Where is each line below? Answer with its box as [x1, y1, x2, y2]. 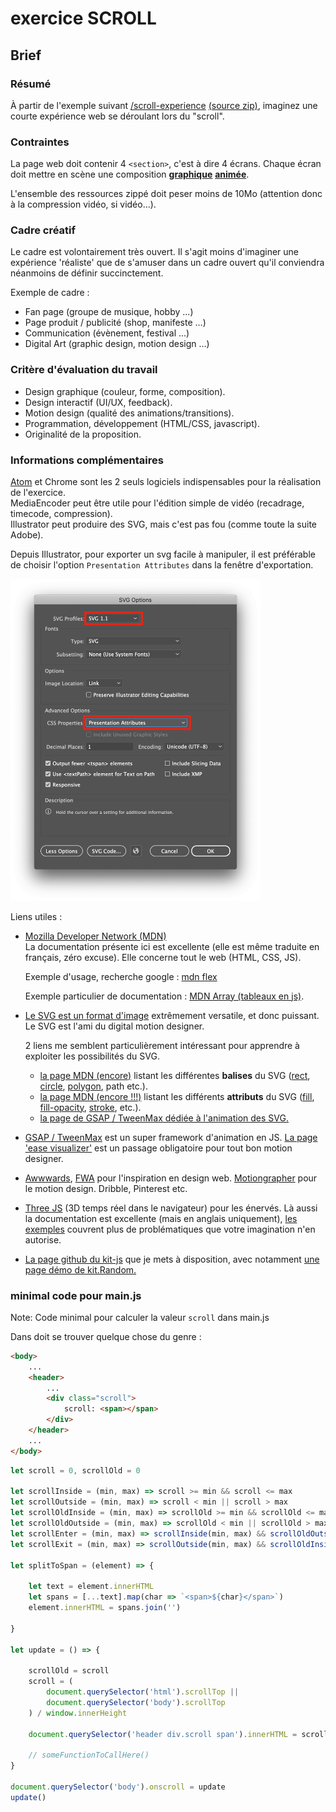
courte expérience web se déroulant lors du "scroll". [10, 110, 225, 122]
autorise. [24, 1233, 62, 1246]
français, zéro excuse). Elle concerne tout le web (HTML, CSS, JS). [24, 951, 302, 963]
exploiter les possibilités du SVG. [24, 1050, 160, 1062]
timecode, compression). [10, 508, 113, 520]
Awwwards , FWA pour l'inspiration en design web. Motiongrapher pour [24, 1172, 318, 1184]
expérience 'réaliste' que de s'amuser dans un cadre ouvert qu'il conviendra [10, 257, 325, 269]
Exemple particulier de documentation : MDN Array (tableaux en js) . [24, 990, 305, 1002]
